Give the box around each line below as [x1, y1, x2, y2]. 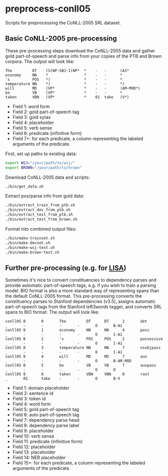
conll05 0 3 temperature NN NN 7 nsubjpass [5, 346, 161, 351]
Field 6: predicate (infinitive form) [12, 130, 82, 136]
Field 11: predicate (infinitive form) [12, 439, 83, 445]
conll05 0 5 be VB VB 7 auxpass [5, 363, 156, 368]
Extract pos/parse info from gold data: [5, 193, 85, 199]
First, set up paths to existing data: [5, 151, 77, 157]
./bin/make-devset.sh [5, 240, 51, 245]
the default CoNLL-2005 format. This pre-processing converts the [5, 293, 142, 299]
